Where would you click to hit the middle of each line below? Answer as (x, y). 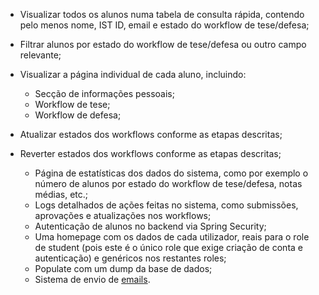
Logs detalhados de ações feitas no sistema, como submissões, (166, 205)
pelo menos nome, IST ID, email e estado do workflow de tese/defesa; (164, 25)
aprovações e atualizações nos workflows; (123, 215)
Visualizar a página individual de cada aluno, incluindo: (133, 74)
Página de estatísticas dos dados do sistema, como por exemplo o (171, 173)
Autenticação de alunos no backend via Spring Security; (150, 226)
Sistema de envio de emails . (92, 279)
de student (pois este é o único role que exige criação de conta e (168, 247)
